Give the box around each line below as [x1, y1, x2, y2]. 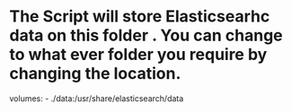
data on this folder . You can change [9, 25, 283, 46]
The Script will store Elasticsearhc [9, 6, 270, 27]
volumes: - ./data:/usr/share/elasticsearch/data [9, 92, 184, 104]
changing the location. [9, 64, 181, 84]
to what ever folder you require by [9, 45, 268, 65]
